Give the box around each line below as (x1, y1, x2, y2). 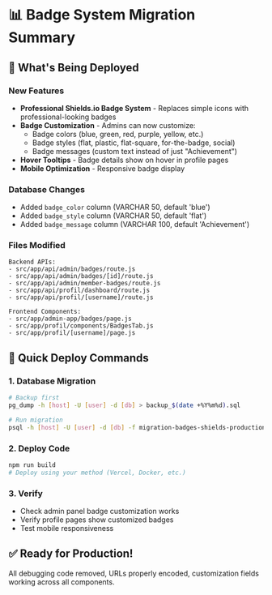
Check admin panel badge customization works (19, 507, 180, 516)
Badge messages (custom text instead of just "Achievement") (32, 146, 237, 156)
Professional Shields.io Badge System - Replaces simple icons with (19, 103, 249, 113)
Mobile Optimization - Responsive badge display (19, 163, 185, 173)
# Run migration (8, 416, 63, 424)
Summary (8, 28, 75, 47)
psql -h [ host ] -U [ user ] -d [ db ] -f (8, 423, 136, 431)
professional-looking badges (19, 112, 117, 122)
